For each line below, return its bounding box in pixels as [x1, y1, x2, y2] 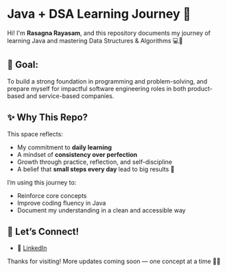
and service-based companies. [26, 92, 115, 100]
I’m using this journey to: [7, 178, 77, 186]
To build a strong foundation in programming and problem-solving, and [7, 77, 208, 85]
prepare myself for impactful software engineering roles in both [7, 84, 187, 92]
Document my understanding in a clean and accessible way [16, 206, 187, 214]
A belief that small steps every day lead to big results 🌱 [16, 164, 175, 173]
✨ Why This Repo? [7, 112, 88, 123]
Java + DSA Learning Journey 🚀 [7, 6, 191, 22]
